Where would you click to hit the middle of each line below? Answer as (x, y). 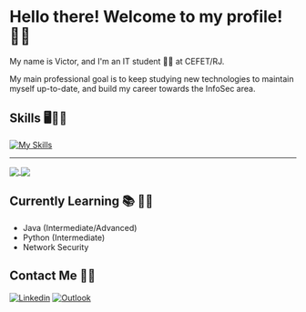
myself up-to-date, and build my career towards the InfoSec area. (133, 88)
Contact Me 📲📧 (53, 276)
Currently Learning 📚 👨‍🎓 (82, 201)
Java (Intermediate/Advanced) (80, 227)
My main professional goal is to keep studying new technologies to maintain (152, 78)
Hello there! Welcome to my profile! (146, 17)
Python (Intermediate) (64, 237)
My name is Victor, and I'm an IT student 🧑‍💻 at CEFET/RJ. (117, 61)
